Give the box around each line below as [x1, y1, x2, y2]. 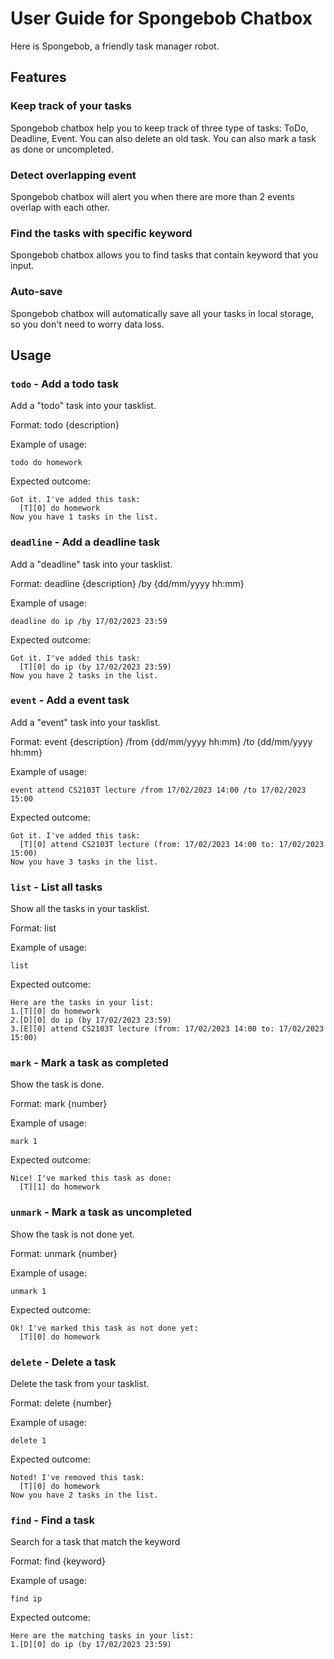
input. [10, 260, 35, 272]
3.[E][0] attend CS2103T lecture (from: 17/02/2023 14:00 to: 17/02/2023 [10, 1024, 325, 1034]
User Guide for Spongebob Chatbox [10, 7, 313, 30]
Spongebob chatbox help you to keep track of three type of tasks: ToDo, [10, 122, 309, 134]
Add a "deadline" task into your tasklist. [10, 558, 173, 570]
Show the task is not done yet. [10, 1228, 135, 1240]
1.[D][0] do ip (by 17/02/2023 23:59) [10, 1640, 172, 1650]
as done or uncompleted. [10, 143, 114, 155]
